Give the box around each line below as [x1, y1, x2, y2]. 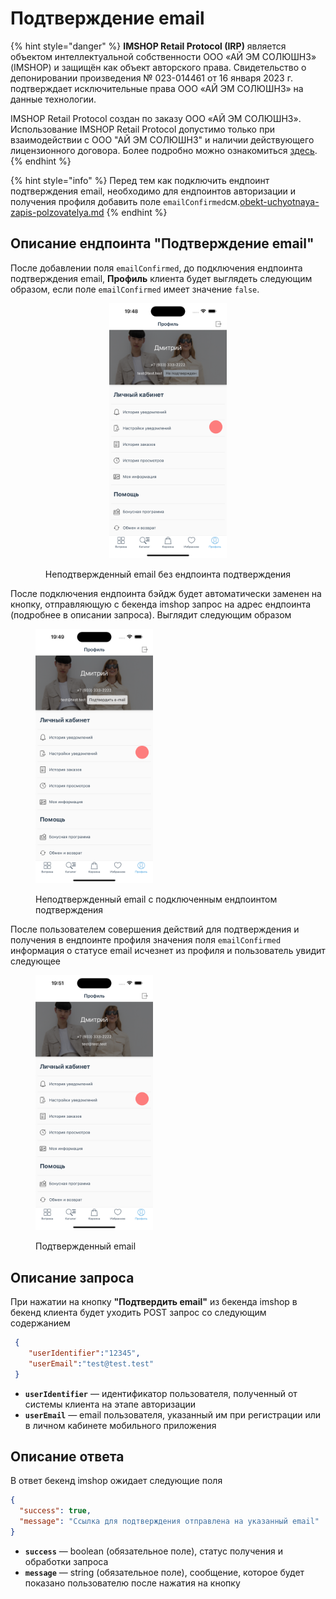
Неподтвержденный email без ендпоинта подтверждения [44, 568, 292, 580]
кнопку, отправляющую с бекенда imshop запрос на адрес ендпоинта [10, 598, 312, 610]
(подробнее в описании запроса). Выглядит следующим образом [10, 608, 292, 621]
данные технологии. [10, 93, 97, 105]
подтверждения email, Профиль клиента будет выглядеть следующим [10, 272, 313, 284]
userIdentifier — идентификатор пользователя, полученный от [24, 1387, 298, 1399]
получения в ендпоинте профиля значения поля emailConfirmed [10, 934, 282, 946]
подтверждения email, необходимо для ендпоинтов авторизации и [10, 185, 297, 197]
